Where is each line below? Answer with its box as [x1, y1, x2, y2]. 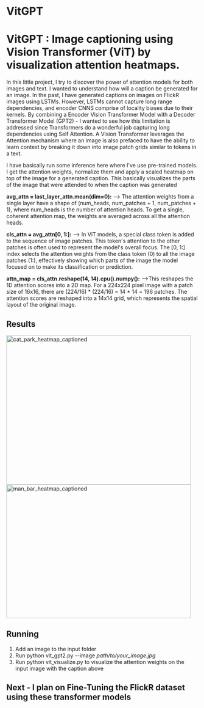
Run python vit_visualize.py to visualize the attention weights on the [15, 658, 185, 665]
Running [6, 629, 40, 640]
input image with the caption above [15, 665, 104, 672]
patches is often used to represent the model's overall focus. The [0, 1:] [6, 244, 186, 251]
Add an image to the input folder [15, 645, 97, 652]
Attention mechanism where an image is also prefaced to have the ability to [6, 137, 195, 144]
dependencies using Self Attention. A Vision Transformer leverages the [6, 130, 185, 138]
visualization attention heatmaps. [6, 58, 180, 72]
